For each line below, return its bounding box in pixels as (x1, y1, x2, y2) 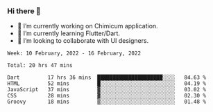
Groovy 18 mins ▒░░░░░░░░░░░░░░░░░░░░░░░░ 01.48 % (7, 98, 207, 106)
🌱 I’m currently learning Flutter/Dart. (17, 29, 120, 37)
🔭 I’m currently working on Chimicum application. (17, 22, 158, 30)
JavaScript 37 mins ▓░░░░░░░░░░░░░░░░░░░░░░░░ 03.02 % (7, 86, 207, 93)
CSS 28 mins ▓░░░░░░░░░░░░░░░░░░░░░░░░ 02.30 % (7, 93, 207, 100)
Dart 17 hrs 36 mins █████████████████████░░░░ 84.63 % (7, 74, 207, 82)
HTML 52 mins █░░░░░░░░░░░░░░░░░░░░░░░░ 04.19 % (7, 80, 207, 87)
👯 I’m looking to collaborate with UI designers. (17, 37, 149, 45)
